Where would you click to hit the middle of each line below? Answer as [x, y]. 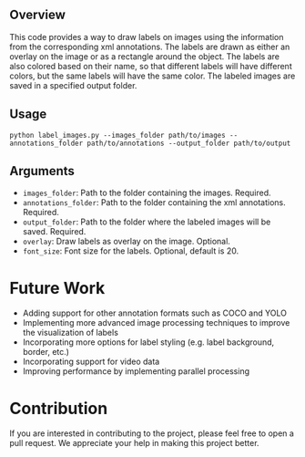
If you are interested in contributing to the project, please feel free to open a [152, 433]
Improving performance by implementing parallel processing [136, 371]
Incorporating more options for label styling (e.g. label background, [148, 342]
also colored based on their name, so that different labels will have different [151, 66]
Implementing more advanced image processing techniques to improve [156, 323]
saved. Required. [54, 232]
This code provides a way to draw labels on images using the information [147, 36]
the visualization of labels [70, 333]
